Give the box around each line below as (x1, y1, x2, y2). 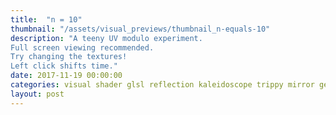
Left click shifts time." (10, 61, 118, 71)
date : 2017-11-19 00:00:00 (10, 71, 123, 81)
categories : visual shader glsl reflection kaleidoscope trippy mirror (10, 80, 315, 90)
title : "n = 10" (10, 14, 83, 25)
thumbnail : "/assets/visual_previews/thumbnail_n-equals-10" (10, 24, 271, 34)
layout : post (10, 89, 65, 99)
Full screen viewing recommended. (10, 42, 155, 53)
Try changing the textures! (10, 52, 128, 62)
